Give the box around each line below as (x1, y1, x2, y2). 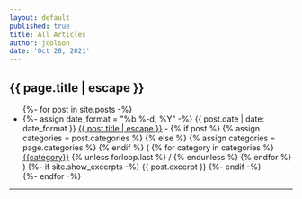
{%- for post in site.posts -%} (22, 104, 133, 114)
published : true (9, 22, 70, 31)
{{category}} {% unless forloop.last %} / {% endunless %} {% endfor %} (22, 151, 292, 162)
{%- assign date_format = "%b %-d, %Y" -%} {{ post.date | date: (22, 113, 265, 124)
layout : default (9, 13, 70, 23)
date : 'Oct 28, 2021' (9, 47, 91, 56)
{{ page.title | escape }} (9, 80, 145, 95)
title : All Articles (9, 30, 87, 39)
